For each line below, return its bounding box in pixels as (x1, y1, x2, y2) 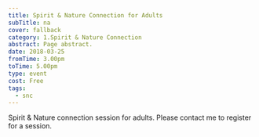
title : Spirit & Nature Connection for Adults (8, 11, 163, 20)
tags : (8, 84, 26, 92)
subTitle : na (8, 19, 51, 27)
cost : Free (8, 77, 44, 85)
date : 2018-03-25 (8, 48, 65, 56)
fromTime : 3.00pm (8, 56, 65, 63)
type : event (8, 70, 47, 78)
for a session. (8, 121, 53, 131)
